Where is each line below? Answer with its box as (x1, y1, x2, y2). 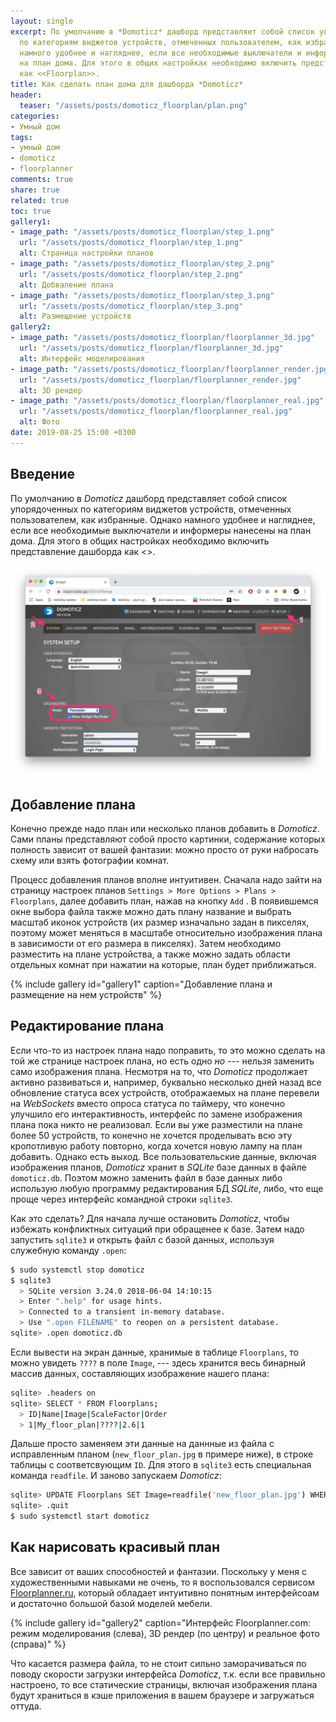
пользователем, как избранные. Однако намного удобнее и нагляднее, (10, 513, 316, 525)
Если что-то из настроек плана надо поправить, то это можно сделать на (10, 1044, 326, 1056)
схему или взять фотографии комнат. (10, 855, 170, 867)
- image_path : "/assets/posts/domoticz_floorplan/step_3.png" (10, 290, 275, 300)
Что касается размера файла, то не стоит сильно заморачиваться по (10, 1657, 307, 1669)
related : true (10, 195, 70, 205)
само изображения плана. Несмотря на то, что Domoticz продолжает (10, 1065, 308, 1077)
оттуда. (10, 1700, 42, 1712)
